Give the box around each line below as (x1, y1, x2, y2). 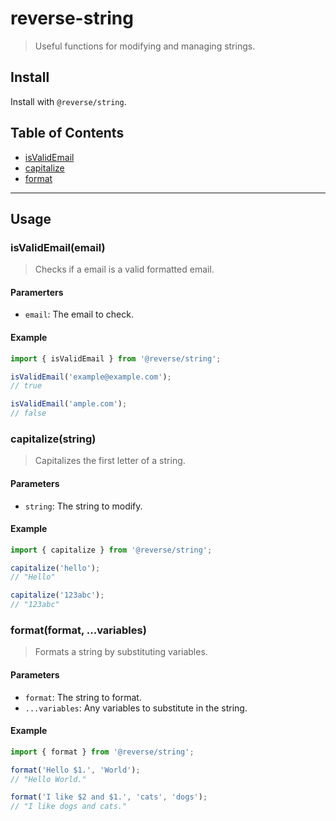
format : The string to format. (24, 691, 142, 703)
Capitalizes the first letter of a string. (34, 455, 186, 467)
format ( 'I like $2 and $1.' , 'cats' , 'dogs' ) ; (10, 792, 208, 802)
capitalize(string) (10, 432, 97, 446)
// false (10, 408, 47, 419)
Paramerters (10, 286, 64, 298)
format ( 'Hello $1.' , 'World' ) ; (10, 765, 141, 775)
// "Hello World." (10, 774, 87, 784)
